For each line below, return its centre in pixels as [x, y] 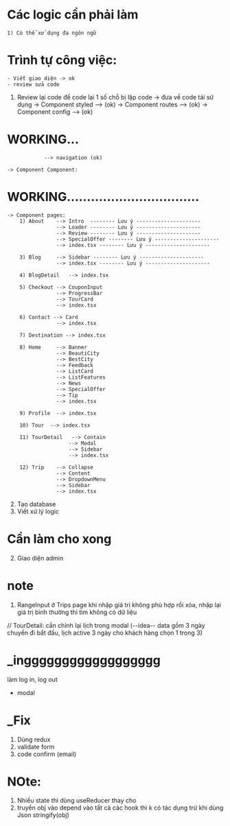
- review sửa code [33, 84]
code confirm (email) [47, 754]
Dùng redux [34, 739]
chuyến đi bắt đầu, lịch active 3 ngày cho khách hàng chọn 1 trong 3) [105, 633]
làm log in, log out [32, 679]
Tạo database [36, 504]
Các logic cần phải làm [73, 15]
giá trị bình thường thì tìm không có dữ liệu [77, 612]
